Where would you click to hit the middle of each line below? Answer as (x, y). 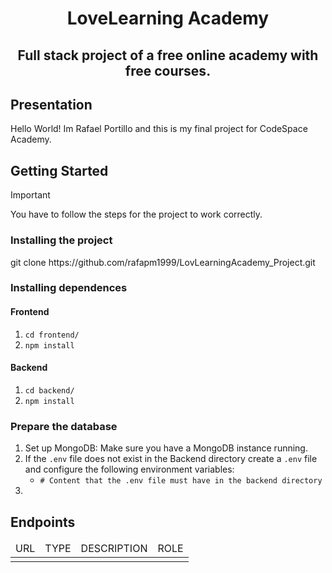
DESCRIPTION (114, 548)
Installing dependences (69, 288)
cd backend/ (49, 390)
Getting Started (59, 170)
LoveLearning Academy (168, 18)
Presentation (51, 104)
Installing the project (61, 240)
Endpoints (43, 522)
